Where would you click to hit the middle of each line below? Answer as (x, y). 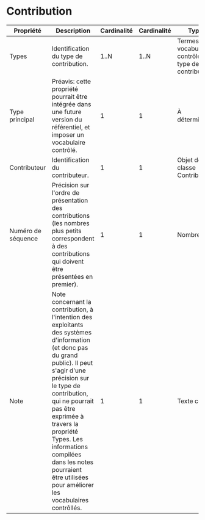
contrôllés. (67, 508)
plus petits (67, 231)
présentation (70, 200)
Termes (188, 41)
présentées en (72, 276)
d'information (71, 340)
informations (70, 447)
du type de (67, 56)
